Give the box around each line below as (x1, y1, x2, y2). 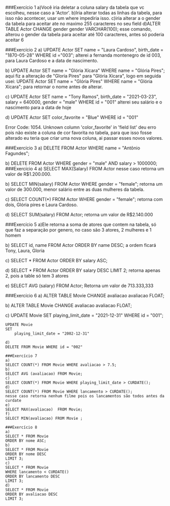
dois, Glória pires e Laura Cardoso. (5, 201, 78, 208)
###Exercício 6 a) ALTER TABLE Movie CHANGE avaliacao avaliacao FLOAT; (5, 293, 165, 298)
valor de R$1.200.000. (5, 171, 52, 177)
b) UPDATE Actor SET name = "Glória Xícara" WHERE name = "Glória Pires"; (5, 67, 165, 73)
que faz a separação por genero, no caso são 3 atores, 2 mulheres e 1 (5, 227, 152, 233)
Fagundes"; (5, 150, 29, 156)
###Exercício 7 (5, 353, 38, 359)
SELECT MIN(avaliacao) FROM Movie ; (5, 416, 83, 421)
